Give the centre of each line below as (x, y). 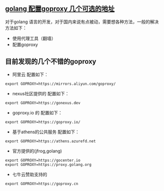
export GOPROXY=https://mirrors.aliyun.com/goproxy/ (61, 84)
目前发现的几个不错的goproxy (51, 61)
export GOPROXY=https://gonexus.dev (43, 103)
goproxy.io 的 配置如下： (37, 113)
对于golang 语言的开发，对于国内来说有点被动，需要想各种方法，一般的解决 (82, 22)
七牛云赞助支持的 (30, 174)
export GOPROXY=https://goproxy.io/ (43, 122)
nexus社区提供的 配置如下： (41, 93)
